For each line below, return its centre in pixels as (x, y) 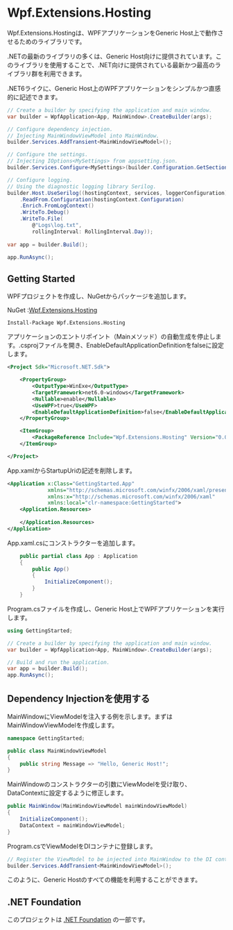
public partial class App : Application (79, 556)
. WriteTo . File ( (42, 219)
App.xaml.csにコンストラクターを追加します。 (73, 543)
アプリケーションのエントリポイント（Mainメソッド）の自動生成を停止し (111, 337)
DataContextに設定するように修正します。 (67, 793)
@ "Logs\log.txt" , (57, 226)
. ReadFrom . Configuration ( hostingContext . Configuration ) (102, 199)
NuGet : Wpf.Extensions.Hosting (52, 310)
